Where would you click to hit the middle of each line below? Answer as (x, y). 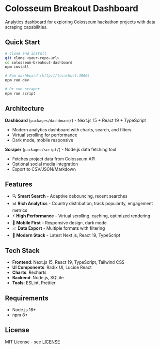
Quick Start (23, 42)
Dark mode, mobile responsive (43, 140)
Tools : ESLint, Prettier (34, 283)
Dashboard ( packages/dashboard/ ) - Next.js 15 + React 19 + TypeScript (76, 120)
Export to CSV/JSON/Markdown (44, 169)
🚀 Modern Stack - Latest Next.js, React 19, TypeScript (66, 235)
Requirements (27, 298)
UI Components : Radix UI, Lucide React (52, 268)
